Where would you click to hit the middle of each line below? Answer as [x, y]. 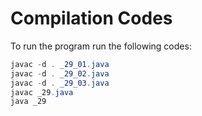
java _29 [28, 102]
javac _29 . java [42, 92]
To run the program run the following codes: [101, 46]
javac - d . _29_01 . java [60, 64]
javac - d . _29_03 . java [60, 83]
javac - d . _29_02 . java [60, 73]
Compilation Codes [91, 18]
